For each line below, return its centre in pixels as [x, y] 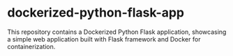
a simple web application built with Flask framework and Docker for [104, 39]
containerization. [31, 46]
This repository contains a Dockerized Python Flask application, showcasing [117, 32]
